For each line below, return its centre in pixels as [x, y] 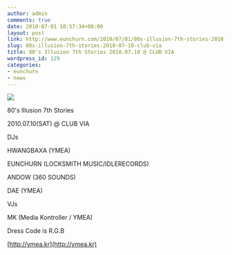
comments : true [29, 20]
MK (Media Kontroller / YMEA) [50, 218]
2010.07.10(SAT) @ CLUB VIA [48, 124]
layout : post [26, 33]
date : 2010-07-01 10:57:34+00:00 [55, 26]
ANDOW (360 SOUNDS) [41, 178]
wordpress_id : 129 [33, 59]
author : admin [28, 13]
